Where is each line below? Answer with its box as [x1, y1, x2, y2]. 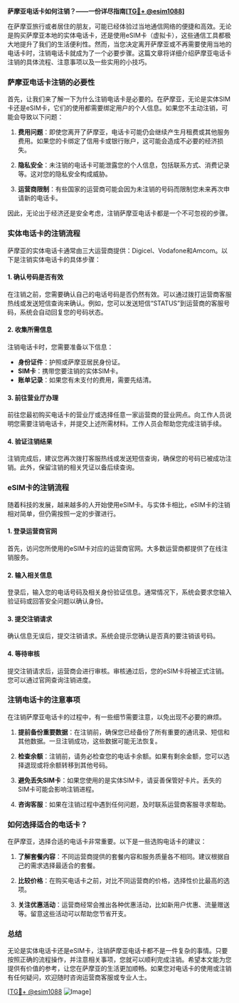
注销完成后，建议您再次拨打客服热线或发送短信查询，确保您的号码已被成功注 [7, 454, 232, 463]
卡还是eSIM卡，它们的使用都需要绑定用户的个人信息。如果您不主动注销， [7, 103, 222, 113]
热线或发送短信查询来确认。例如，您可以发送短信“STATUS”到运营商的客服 [7, 299, 224, 307]
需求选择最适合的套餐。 [30, 861, 100, 870]
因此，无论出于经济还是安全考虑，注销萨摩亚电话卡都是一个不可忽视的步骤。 [7, 209, 232, 218]
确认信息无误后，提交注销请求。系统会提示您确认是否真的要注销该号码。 [7, 631, 219, 641]
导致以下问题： [19, 113, 64, 121]
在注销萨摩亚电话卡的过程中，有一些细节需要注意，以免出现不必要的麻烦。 [7, 713, 225, 721]
